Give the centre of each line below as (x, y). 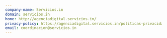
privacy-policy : (22, 23)
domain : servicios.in (28, 14)
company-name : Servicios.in (34, 10)
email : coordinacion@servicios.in (41, 28)
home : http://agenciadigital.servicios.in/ (51, 19)
